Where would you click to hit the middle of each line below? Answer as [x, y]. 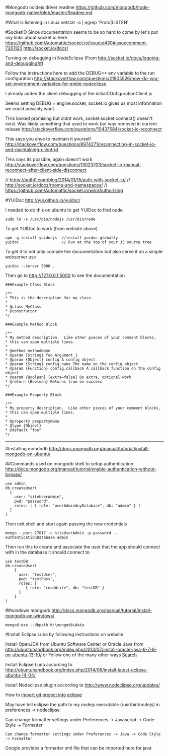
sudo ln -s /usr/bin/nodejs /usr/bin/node [50, 219]
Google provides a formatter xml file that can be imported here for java [78, 748]
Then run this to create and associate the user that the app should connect [83, 547]
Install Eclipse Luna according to [39, 665]
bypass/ [14, 474]
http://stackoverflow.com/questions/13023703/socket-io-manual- [73, 165]
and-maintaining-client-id [32, 150]
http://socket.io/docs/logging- [129, 58]
